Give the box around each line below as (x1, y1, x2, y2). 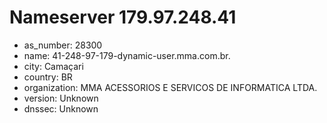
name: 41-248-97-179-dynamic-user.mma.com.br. (23, 49, 231, 61)
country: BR (23, 71, 73, 83)
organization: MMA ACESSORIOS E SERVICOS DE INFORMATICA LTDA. (23, 81, 318, 93)
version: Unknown (23, 92, 99, 104)
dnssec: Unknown (23, 102, 99, 115)
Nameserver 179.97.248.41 (9, 6, 237, 29)
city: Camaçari (23, 60, 84, 72)
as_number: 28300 (23, 39, 103, 51)
